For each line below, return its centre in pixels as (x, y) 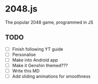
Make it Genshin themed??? (40, 65)
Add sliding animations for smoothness (51, 76)
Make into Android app (35, 60)
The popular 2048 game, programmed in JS (49, 22)
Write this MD (26, 71)
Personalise (24, 55)
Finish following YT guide (38, 49)
